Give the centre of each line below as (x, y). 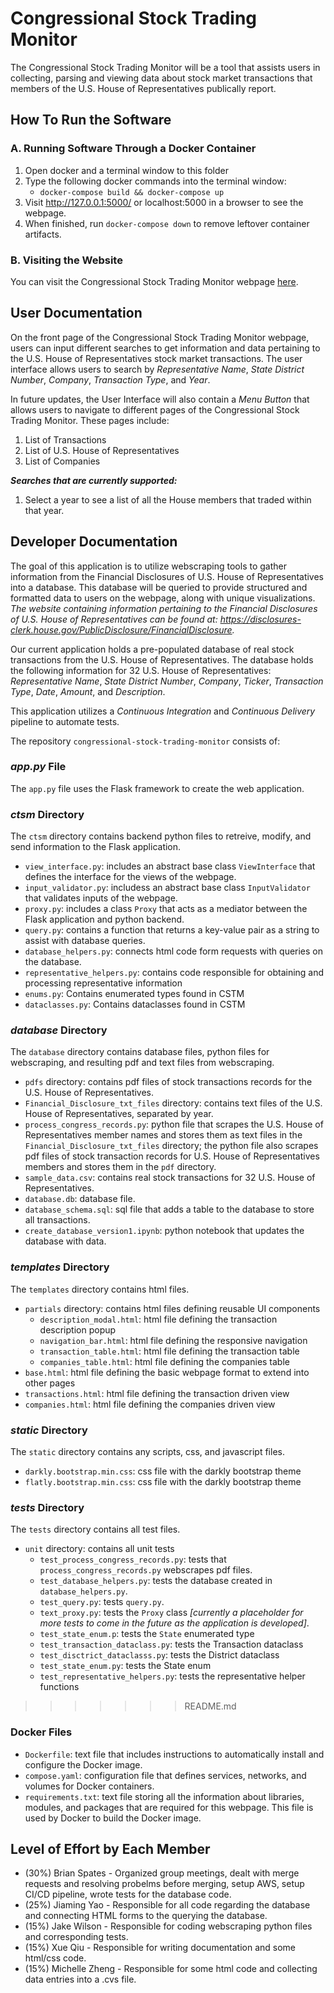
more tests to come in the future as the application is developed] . (174, 1623)
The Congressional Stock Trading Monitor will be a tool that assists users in (165, 67)
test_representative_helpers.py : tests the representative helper (172, 1676)
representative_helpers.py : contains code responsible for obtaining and (174, 973)
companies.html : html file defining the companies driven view (150, 1404)
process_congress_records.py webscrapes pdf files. (146, 1570)
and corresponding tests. (76, 1937)
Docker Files (41, 1732)
